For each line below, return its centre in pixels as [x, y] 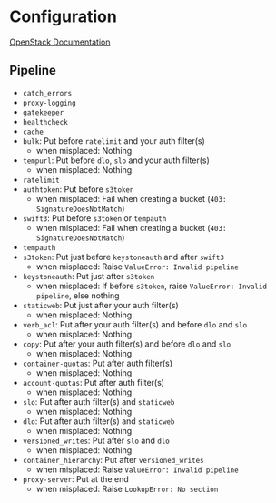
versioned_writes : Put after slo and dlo [96, 440]
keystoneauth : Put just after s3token [89, 276]
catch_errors [47, 93]
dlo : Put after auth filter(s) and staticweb [99, 421]
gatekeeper [43, 112]
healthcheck [45, 122]
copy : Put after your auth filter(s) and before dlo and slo [127, 344]
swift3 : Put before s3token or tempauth [94, 218]
